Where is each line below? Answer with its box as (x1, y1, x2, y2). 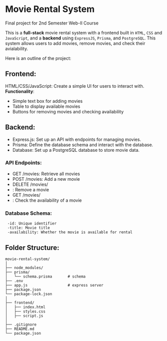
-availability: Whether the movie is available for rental (7, 230, 133, 235)
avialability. (5, 45, 28, 51)
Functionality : (5, 88, 35, 94)
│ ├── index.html (5, 305, 46, 310)
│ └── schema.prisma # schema (5, 274, 86, 279)
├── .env (5, 278, 23, 283)
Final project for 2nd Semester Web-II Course (5, 20, 99, 26)
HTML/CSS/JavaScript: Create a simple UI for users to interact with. (5, 83, 145, 89)
